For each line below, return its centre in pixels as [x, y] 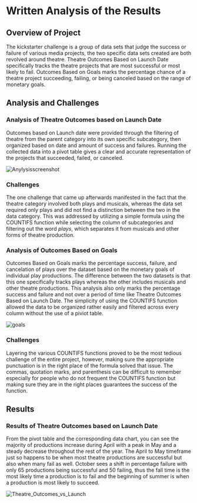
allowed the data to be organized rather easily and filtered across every [93, 307]
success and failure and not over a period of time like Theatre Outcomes [94, 295]
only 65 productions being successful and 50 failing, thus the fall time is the [98, 470]
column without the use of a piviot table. [55, 313]
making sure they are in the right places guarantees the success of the [92, 384]
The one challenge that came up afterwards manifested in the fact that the [96, 197]
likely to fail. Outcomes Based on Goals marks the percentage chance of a [96, 72]
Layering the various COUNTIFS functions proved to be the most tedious [94, 353]
